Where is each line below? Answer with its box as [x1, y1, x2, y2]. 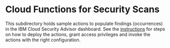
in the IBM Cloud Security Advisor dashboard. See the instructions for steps [5, 26, 165, 32]
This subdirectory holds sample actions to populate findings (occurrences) [5, 20, 163, 27]
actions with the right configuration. [5, 37, 81, 43]
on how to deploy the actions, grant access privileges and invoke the [5, 31, 151, 37]
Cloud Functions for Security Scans [5, 4, 160, 15]
